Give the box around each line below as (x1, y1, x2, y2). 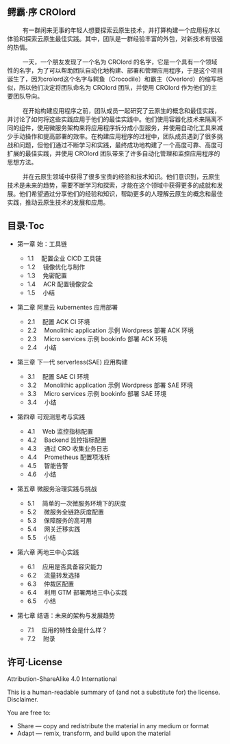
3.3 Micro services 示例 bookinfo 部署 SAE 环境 (27, 389, 167, 397)
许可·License (7, 656, 63, 668)
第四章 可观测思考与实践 (16, 412, 86, 421)
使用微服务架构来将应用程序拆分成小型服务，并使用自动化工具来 (36, 123, 217, 132)
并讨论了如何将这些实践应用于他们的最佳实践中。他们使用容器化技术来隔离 (7, 115, 217, 123)
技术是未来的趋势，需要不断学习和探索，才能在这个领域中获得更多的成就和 (7, 181, 217, 189)
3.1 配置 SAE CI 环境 (27, 372, 90, 380)
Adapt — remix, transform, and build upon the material (16, 729, 171, 738)
